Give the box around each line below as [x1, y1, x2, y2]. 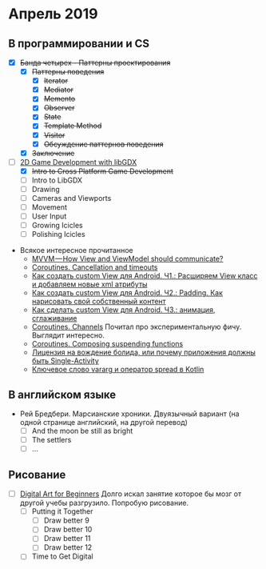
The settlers [31, 435, 72, 445]
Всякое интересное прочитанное [19, 246, 133, 255]
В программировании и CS [8, 37, 150, 50]
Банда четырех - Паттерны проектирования [19, 58, 171, 67]
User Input [31, 211, 67, 221]
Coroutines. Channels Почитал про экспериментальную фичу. [31, 322, 242, 332]
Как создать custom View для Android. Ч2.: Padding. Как [31, 288, 224, 298]
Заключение [31, 148, 75, 158]
